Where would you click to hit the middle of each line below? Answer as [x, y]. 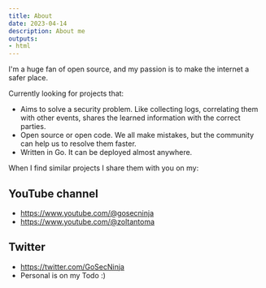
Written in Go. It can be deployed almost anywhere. [106, 153]
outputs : [23, 39]
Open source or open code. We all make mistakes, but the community [137, 135]
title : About [31, 16]
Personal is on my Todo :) [63, 275]
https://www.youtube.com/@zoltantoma [87, 221]
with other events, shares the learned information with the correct [131, 118]
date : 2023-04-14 [38, 24]
